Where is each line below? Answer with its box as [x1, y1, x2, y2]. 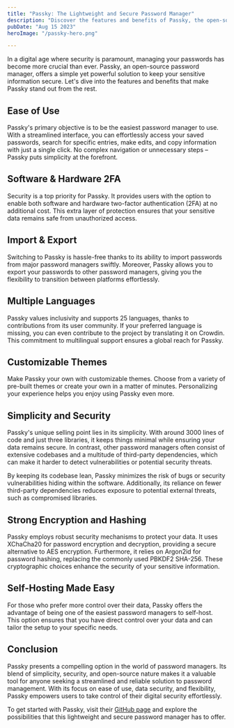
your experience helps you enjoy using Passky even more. [7, 389, 175, 398]
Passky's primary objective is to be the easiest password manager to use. [7, 124, 219, 132]
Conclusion [7, 644, 58, 655]
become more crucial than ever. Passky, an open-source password [7, 62, 200, 70]
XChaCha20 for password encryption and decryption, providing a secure [7, 540, 217, 548]
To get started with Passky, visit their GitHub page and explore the [7, 705, 197, 713]
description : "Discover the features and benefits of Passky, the [7, 17, 204, 24]
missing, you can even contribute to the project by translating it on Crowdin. [7, 329, 225, 337]
